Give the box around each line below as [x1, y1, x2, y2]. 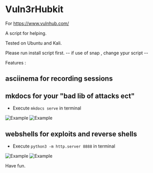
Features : [5, 59, 26, 65]
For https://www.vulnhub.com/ [5, 20, 69, 26]
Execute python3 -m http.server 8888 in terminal [12, 143, 116, 149]
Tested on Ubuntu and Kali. [5, 40, 62, 46]
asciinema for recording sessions [5, 75, 113, 83]
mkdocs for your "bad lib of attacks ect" [5, 91, 135, 100]
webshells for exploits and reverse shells [5, 129, 137, 138]
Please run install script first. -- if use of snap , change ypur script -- [5, 50, 148, 56]
